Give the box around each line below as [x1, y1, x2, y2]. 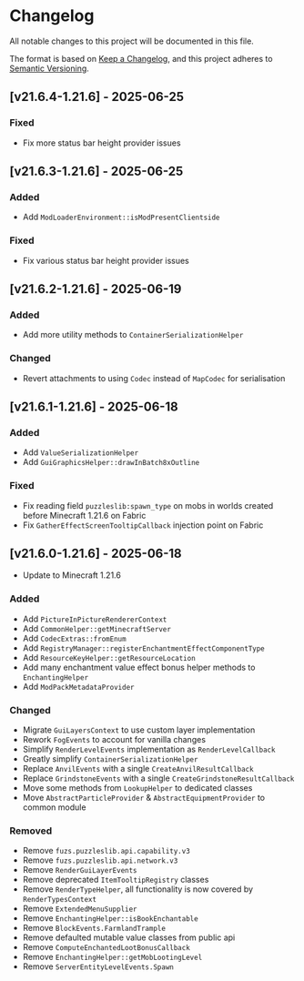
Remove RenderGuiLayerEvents [22, 865, 138, 875]
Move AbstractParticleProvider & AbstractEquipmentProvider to [22, 792, 266, 803]
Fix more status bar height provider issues [22, 137, 181, 148]
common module [22, 802, 86, 813]
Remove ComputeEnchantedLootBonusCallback [22, 942, 191, 953]
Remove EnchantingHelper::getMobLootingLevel [22, 952, 203, 963]
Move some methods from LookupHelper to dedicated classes [22, 782, 253, 793]
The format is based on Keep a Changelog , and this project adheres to [9, 53, 273, 64]
